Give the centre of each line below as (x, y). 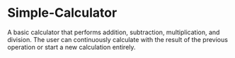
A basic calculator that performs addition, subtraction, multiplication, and (114, 32)
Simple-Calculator (62, 13)
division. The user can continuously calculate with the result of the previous (118, 39)
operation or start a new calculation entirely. (71, 47)
